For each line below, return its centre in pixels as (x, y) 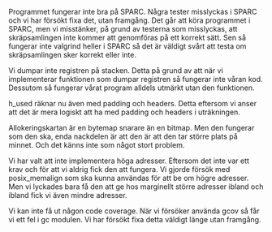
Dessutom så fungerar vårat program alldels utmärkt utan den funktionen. (132, 88)
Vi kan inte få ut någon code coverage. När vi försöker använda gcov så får (134, 211)
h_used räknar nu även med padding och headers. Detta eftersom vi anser (133, 103)
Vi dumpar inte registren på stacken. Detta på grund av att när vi (116, 71)
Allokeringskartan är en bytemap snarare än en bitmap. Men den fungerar (132, 128)
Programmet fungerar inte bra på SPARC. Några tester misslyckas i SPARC (133, 12)
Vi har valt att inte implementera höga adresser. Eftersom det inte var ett (129, 161)
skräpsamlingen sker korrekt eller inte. (72, 55)
